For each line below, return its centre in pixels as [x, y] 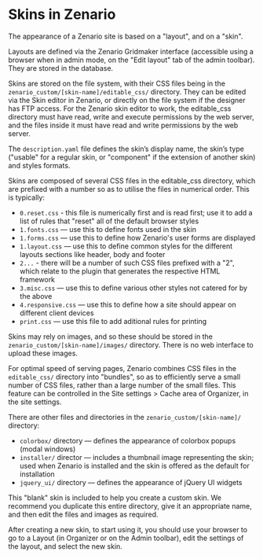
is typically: [27, 197]
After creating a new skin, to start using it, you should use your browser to [128, 529]
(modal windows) [47, 449]
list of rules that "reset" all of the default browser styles [109, 221]
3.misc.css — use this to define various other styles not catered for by [133, 288]
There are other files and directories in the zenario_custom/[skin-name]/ [125, 417]
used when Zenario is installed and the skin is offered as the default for [134, 465]
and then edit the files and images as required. [83, 514]
